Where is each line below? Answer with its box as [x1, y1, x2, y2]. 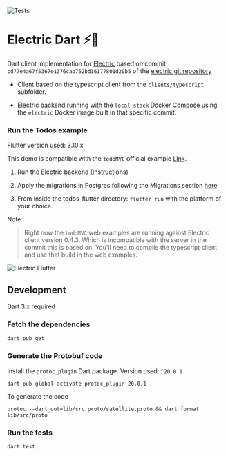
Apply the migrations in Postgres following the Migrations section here [17, 181, 218, 190]
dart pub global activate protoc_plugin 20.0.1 [7, 380, 147, 387]
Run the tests [7, 428, 53, 437]
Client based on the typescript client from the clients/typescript [17, 80, 205, 88]
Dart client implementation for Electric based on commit [7, 59, 167, 68]
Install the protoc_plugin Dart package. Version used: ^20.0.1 [7, 366, 183, 375]
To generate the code [7, 392, 69, 400]
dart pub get [7, 335, 45, 342]
